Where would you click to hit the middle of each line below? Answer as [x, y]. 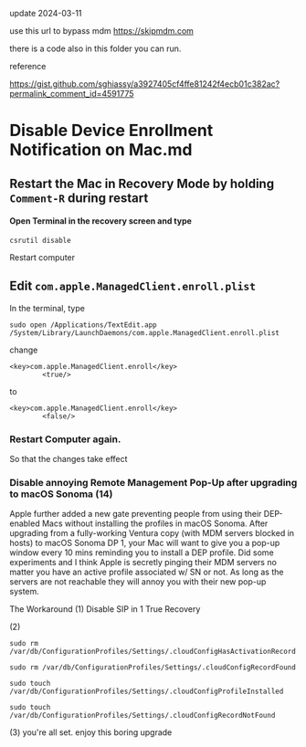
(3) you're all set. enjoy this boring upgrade [91, 732]
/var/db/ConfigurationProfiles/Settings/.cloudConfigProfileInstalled [147, 692]
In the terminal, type [47, 308]
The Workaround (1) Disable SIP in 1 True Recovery [105, 609]
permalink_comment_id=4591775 [72, 94]
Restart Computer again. [65, 439]
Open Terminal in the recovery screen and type [100, 221]
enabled [25, 523]
